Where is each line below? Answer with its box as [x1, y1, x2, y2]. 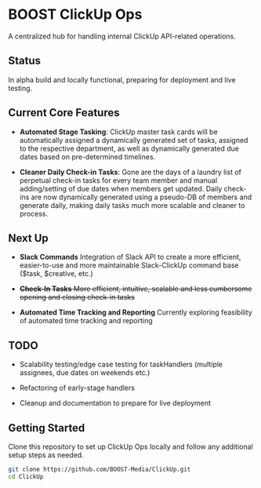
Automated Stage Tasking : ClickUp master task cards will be [19, 127, 218, 137]
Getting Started [8, 421, 85, 435]
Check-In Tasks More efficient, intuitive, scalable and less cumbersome [19, 284, 252, 293]
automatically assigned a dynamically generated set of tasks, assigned [19, 135, 248, 144]
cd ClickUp [8, 472, 44, 480]
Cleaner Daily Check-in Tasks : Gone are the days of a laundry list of [19, 167, 241, 177]
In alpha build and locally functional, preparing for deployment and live [8, 75, 237, 84]
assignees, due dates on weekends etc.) [19, 368, 150, 377]
